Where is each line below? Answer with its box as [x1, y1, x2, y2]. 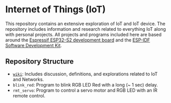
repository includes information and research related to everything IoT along [5, 26, 166, 32]
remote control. [12, 92, 46, 98]
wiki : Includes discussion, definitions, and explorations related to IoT [12, 71, 158, 77]
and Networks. [12, 76, 45, 83]
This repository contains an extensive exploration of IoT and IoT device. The [5, 20, 165, 27]
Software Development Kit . [5, 42, 62, 48]
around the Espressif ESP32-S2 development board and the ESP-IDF [5, 37, 150, 43]
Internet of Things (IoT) [5, 4, 106, 15]
